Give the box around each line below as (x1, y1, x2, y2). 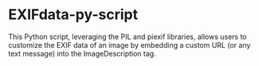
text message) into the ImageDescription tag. (8, 49, 157, 58)
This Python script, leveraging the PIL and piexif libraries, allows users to (8, 32, 247, 41)
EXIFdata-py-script (8, 6, 138, 24)
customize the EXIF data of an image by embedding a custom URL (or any (8, 40, 251, 49)
